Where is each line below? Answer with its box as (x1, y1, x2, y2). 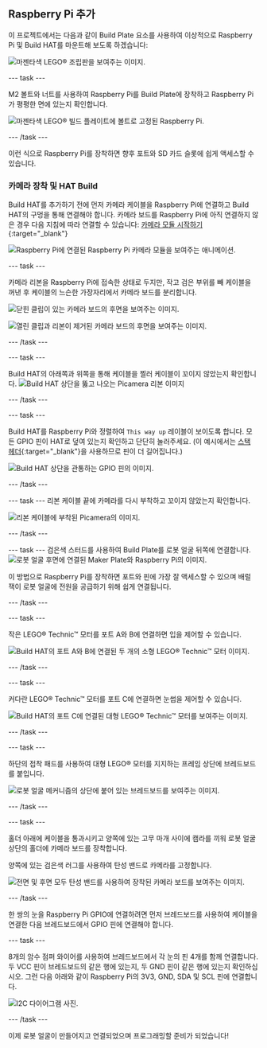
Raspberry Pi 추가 (8, 7, 95, 21)
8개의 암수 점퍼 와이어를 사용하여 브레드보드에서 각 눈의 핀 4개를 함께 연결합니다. (8, 952, 258, 961)
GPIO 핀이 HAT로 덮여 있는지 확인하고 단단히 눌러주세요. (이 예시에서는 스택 (16, 437, 251, 446)
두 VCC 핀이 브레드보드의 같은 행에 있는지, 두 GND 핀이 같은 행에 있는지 (8, 962, 230, 972)
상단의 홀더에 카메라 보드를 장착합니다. (8, 843, 127, 853)
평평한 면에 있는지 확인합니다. (16, 99, 109, 109)
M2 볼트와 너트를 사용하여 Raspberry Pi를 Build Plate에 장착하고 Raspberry (8, 89, 246, 99)
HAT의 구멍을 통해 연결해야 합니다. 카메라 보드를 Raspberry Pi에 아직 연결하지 (8, 210, 250, 220)
